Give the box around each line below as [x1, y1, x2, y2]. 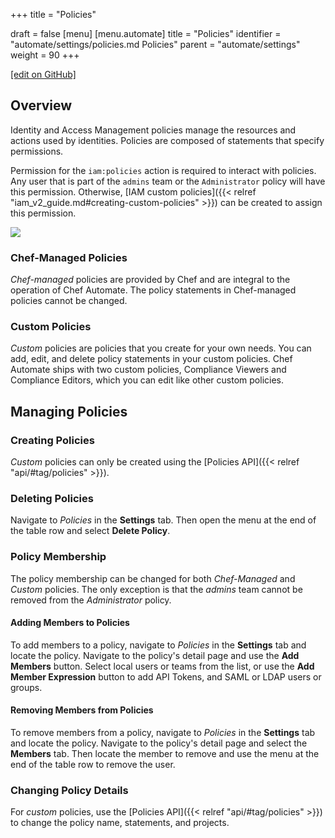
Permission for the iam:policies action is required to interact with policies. [10, 164, 317, 176]
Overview [10, 97, 73, 114]
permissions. [10, 145, 64, 157]
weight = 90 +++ [10, 49, 80, 61]
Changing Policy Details [10, 784, 129, 798]
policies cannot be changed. [10, 295, 128, 307]
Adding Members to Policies [10, 617, 130, 629]
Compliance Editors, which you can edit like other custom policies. [10, 374, 285, 386]
